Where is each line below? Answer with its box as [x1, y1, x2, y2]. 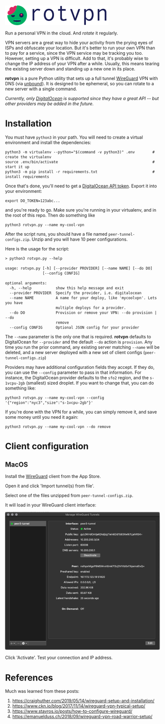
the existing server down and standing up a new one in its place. [5, 66, 136, 72]
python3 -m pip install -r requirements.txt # [5, 169, 155, 174]
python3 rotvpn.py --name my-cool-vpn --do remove [5, 424, 111, 429]
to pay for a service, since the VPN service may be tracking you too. [5, 50, 143, 56]
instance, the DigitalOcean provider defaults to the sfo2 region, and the [5, 374, 149, 380]
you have [5, 300, 23, 305]
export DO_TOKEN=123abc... [5, 198, 60, 203]
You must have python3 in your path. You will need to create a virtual [5, 134, 143, 140]
